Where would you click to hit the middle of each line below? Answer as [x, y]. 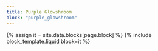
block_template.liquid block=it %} [48, 41]
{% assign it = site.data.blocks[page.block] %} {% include [79, 35]
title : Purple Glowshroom [39, 12]
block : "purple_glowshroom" [42, 18]
